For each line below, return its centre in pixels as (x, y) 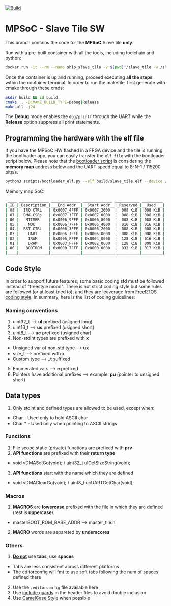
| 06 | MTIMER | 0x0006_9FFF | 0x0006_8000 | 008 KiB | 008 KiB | (85, 220)
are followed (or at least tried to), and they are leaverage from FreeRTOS (81, 292)
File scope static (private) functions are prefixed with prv (72, 448)
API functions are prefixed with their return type (64, 453)
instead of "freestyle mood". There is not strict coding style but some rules (84, 287)
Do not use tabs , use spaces (43, 556)
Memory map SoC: (25, 191)
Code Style (23, 269)
